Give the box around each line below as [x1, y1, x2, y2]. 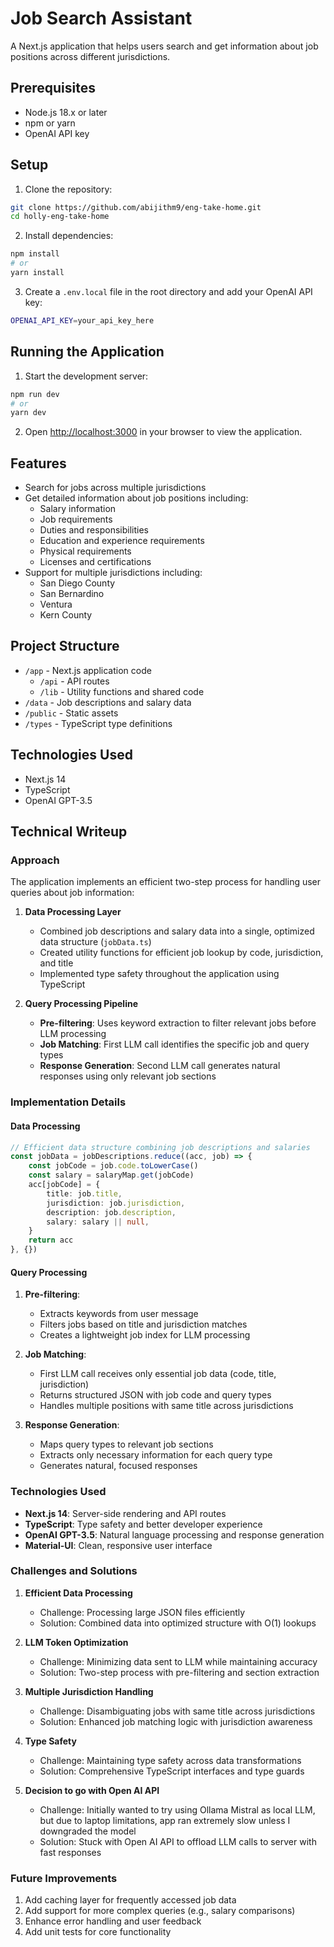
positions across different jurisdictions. [10, 50, 171, 62]
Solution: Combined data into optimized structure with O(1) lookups [39, 1617, 317, 1629]
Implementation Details [10, 1095, 127, 1109]
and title [39, 957, 74, 969]
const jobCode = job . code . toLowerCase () [28, 1161, 199, 1171]
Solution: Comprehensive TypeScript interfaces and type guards [39, 1765, 305, 1777]
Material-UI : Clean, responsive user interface [24, 1539, 213, 1551]
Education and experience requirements [39, 535, 205, 547]
